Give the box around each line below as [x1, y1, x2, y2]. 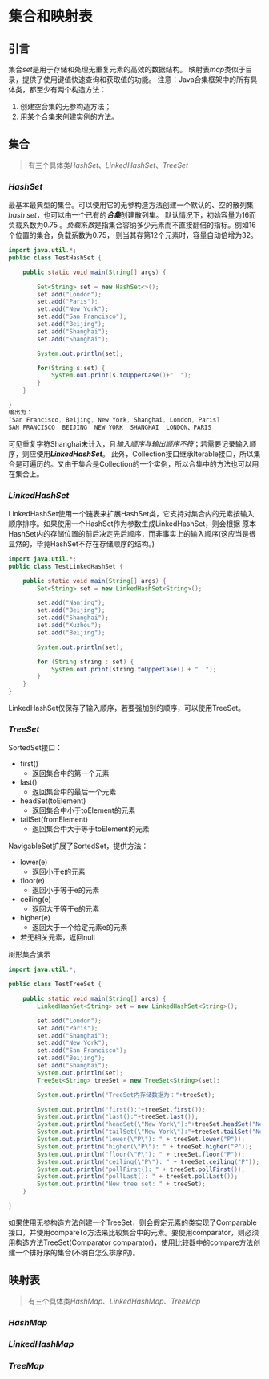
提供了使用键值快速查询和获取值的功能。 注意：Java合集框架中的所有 [22, 75, 251, 84]
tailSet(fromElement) [19, 814, 89, 824]
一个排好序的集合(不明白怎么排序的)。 [14, 1247, 140, 1257]
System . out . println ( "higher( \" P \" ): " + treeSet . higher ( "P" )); [37, 1142, 252, 1151]
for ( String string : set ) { [37, 658, 134, 666]
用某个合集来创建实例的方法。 [19, 112, 118, 121]
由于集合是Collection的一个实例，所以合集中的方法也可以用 [63, 459, 259, 468]
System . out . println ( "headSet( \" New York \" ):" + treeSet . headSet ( [37, 1120, 252, 1128]
